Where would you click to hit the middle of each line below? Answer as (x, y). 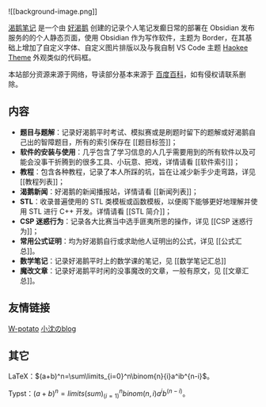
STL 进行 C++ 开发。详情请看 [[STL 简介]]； (101, 211)
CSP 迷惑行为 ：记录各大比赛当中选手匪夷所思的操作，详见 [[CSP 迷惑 (133, 221)
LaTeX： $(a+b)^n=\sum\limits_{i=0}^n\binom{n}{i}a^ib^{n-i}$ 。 (111, 376)
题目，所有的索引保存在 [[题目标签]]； (116, 142)
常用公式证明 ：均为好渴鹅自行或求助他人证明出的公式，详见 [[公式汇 (131, 241)
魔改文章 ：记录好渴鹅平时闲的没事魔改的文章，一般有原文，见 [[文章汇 (134, 270)
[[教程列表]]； (42, 181)
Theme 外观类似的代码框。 (52, 57)
